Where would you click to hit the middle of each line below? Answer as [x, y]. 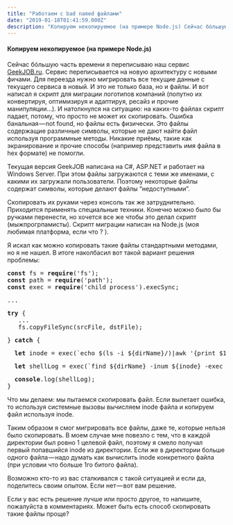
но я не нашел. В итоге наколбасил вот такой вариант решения [101, 252]
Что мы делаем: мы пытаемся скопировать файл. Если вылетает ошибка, [116, 399]
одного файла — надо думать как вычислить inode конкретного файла [111, 457]
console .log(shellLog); [55, 379]
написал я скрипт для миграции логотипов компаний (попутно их [105, 94]
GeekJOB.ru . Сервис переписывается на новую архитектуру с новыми [112, 72]
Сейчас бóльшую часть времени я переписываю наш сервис [98, 64]
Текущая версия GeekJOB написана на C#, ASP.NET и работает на [106, 166]
